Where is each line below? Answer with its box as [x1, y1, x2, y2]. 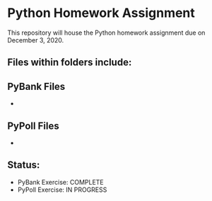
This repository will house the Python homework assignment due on [7, 28, 206, 37]
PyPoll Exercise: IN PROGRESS [17, 185, 107, 194]
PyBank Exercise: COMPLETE [17, 178, 104, 186]
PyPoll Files [7, 120, 59, 132]
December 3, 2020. [7, 35, 64, 44]
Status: [7, 159, 40, 171]
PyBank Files [7, 80, 66, 93]
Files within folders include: [7, 57, 132, 69]
